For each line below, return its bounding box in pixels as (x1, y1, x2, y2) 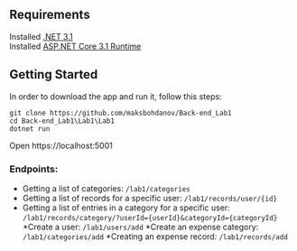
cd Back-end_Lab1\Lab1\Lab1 (9, 116, 116, 125)
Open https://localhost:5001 (9, 140, 113, 151)
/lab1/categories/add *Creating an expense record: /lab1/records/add (22, 230, 289, 242)
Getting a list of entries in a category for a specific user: (22, 202, 230, 213)
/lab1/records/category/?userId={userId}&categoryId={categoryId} (22, 213, 278, 222)
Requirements (9, 7, 90, 23)
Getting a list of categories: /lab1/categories (22, 182, 191, 193)
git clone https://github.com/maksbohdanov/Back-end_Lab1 (9, 108, 232, 117)
